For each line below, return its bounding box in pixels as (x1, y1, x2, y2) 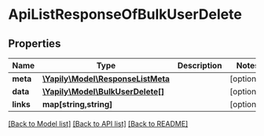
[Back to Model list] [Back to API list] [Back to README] (8, 119, 189, 128)
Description (177, 61, 222, 71)
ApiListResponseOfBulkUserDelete (8, 6, 242, 24)
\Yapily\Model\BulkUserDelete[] (42, 86, 165, 97)
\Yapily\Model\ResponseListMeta (42, 73, 170, 84)
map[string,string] (42, 99, 113, 109)
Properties (8, 37, 61, 50)
